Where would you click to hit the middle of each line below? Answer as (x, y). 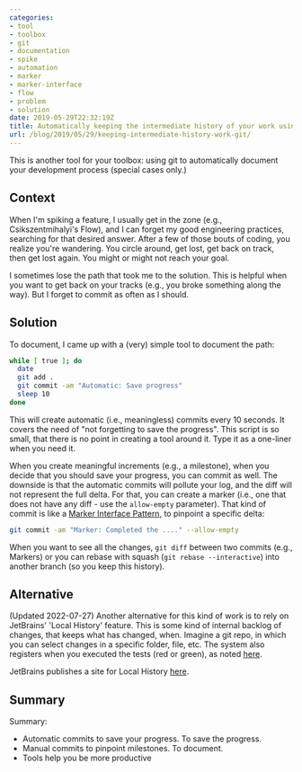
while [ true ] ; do (46, 360)
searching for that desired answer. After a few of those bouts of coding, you (150, 238)
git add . (36, 377)
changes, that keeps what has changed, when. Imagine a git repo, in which (148, 635)
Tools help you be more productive (87, 758)
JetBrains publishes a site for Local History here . (99, 671)
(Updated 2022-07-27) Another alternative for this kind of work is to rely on (149, 616)
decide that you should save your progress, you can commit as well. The (144, 475)
